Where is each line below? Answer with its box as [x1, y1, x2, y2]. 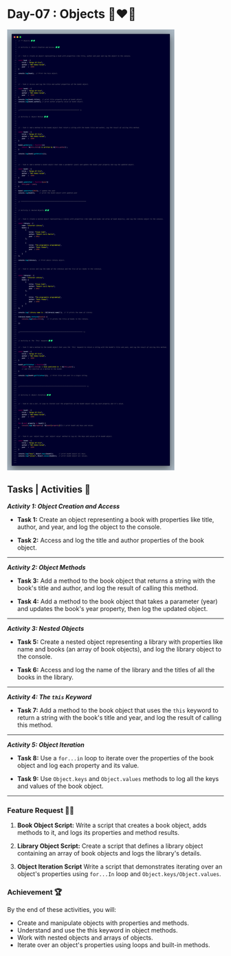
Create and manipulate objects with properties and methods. [16, 919, 189, 927]
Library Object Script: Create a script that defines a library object [16, 842, 203, 850]
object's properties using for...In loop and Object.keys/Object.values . [16, 870, 221, 878]
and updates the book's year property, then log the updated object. [16, 604, 208, 612]
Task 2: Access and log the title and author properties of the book [16, 536, 204, 544]
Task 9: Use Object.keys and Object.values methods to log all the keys [16, 774, 219, 782]
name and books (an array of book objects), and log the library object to [16, 645, 222, 653]
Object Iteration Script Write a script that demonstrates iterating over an [16, 862, 223, 871]
